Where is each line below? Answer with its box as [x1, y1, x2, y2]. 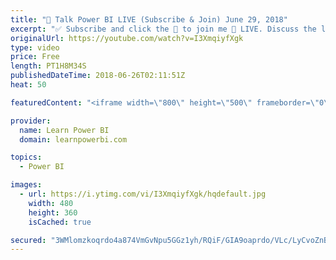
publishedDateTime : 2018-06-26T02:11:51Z [10, 71, 186, 81]
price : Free [10, 52, 60, 62]
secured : [10, 235, 47, 245]
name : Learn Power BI [19, 125, 110, 135]
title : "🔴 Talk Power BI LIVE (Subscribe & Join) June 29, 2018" [10, 14, 288, 25]
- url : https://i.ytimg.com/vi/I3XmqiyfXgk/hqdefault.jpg [19, 189, 267, 199]
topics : [10, 152, 43, 163]
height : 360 [28, 207, 78, 218]
